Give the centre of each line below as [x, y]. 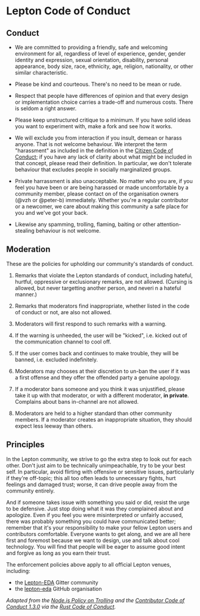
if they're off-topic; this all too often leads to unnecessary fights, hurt [91, 478]
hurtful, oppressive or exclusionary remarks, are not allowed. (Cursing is [104, 281]
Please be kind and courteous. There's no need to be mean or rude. [98, 84]
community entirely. [30, 491]
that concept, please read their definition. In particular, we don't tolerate [103, 163]
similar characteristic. [41, 72]
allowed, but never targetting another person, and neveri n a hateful [98, 288]
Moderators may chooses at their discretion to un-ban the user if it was [102, 371]
